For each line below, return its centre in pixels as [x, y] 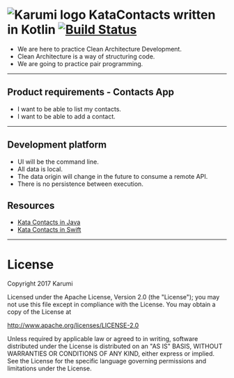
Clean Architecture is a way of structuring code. [86, 56]
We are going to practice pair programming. [80, 63]
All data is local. [40, 169]
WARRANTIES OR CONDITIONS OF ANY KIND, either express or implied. [111, 354]
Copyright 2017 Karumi [40, 284]
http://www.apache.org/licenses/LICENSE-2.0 [73, 325]
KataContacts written [152, 15]
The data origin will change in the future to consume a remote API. [112, 176]
